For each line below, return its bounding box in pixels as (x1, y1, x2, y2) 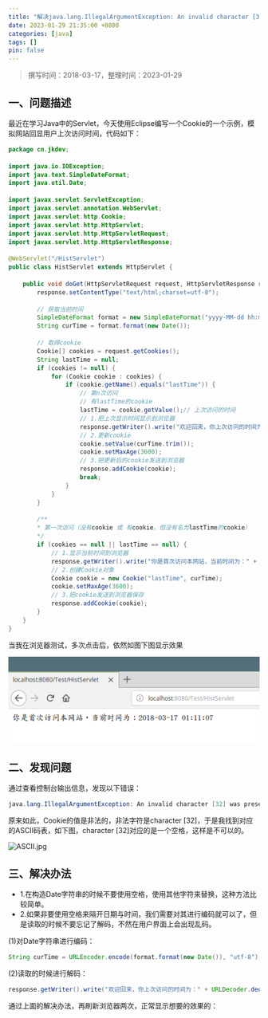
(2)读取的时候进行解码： (8, 969, 88, 978)
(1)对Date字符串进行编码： (8, 937, 95, 946)
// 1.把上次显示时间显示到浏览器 (79, 415, 175, 423)
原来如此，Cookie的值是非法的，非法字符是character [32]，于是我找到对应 (8, 816, 254, 825)
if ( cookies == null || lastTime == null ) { (37, 540, 187, 549)
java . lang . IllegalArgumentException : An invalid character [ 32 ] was (8, 800, 241, 808)
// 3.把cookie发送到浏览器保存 (50, 591, 144, 599)
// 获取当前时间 (37, 305, 84, 313)
